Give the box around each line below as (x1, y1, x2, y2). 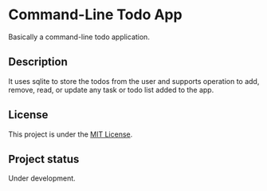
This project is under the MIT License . (8, 129, 133, 139)
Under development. (8, 173, 76, 183)
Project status (8, 152, 80, 165)
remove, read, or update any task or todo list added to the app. (8, 85, 214, 94)
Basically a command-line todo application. (8, 32, 150, 42)
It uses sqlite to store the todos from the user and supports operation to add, (8, 76, 260, 86)
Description (8, 55, 68, 69)
